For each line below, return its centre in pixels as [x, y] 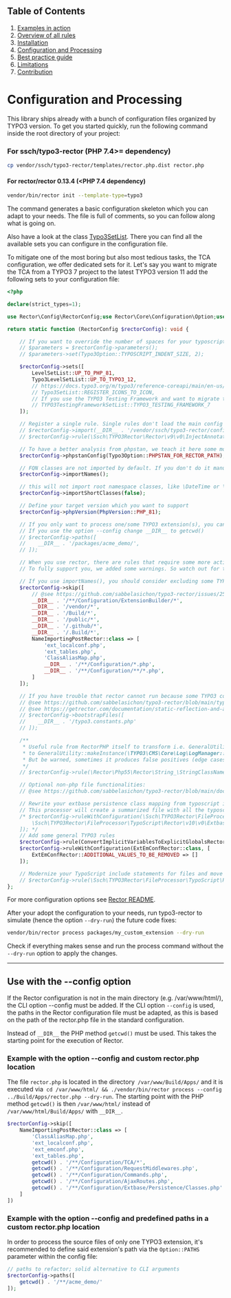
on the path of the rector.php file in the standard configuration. [96, 1020]
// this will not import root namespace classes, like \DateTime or [120, 487]
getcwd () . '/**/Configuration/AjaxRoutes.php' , [103, 1182]
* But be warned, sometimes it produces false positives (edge [115, 760]
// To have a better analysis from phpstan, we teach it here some [118, 449]
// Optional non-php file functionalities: [83, 785]
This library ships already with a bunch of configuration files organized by [112, 118]
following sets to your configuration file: [64, 279]
